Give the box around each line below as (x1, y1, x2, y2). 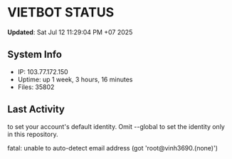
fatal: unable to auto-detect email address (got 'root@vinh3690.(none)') (7, 143, 218, 152)
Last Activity (7, 103, 65, 116)
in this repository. (7, 130, 58, 138)
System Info (7, 48, 63, 61)
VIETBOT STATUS (7, 4, 115, 21)
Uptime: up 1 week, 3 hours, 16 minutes (17, 75, 133, 83)
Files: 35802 (17, 83, 55, 91)
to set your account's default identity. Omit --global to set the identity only (7, 122, 226, 130)
